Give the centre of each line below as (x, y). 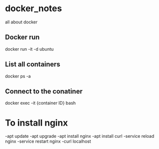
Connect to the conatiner (44, 91)
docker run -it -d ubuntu (30, 49)
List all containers (33, 65)
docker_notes (34, 9)
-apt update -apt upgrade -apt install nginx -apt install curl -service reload (80, 136)
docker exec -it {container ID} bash (40, 103)
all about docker (21, 22)
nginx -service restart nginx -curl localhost (48, 141)
